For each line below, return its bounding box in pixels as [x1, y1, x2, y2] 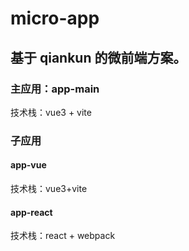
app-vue [10, 159, 47, 171]
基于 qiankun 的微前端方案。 [10, 49, 187, 66]
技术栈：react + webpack [10, 230, 116, 242]
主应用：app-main [10, 82, 100, 96]
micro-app [10, 7, 100, 30]
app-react [10, 206, 53, 218]
